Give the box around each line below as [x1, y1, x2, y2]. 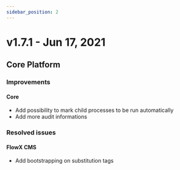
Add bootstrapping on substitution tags [15, 157, 114, 164]
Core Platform [6, 59, 61, 70]
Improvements [6, 78, 51, 86]
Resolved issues [6, 128, 56, 137]
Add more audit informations [15, 113, 87, 120]
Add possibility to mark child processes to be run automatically [15, 106, 174, 114]
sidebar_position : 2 [6, 9, 59, 15]
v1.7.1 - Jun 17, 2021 [6, 35, 106, 49]
